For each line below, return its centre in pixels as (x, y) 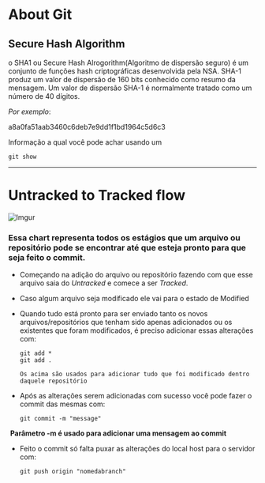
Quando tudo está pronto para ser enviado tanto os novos (114, 314)
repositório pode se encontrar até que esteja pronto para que (127, 247)
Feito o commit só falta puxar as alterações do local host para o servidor (137, 449)
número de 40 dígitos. (44, 96)
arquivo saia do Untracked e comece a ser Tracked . (104, 283)
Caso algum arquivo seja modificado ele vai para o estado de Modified (134, 299)
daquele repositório (53, 381)
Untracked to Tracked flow (97, 196)
